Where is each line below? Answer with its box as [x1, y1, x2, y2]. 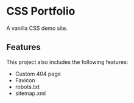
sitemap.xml [15, 90, 46, 97]
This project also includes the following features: [6, 58, 129, 65]
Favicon [15, 76, 35, 83]
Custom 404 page [15, 70, 61, 77]
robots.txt [15, 83, 40, 90]
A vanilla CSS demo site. [6, 24, 68, 32]
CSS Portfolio [6, 4, 76, 18]
